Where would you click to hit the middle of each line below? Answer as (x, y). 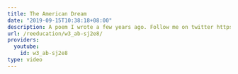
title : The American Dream (47, 14)
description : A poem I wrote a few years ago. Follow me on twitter (110, 27)
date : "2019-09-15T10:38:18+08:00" (60, 20)
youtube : (27, 47)
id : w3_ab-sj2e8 (44, 54)
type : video (25, 60)
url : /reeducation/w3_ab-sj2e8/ (55, 33)
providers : (23, 40)
